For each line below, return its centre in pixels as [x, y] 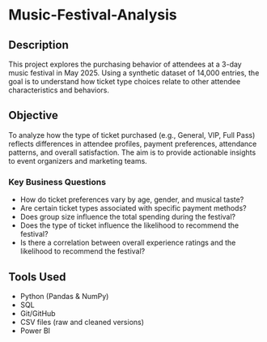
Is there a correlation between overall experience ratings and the [128, 243]
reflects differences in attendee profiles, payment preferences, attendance [133, 143]
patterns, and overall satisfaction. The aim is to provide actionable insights [132, 152]
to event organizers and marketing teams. [78, 160]
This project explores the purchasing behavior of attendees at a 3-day [125, 64]
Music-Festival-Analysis [93, 15]
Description [38, 45]
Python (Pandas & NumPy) [64, 296]
